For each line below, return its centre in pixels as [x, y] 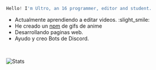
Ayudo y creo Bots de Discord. [52, 38]
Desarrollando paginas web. [49, 32]
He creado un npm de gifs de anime [58, 26]
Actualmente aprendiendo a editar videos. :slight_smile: [82, 19]
